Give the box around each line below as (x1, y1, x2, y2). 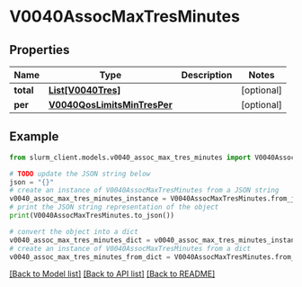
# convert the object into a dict (9, 227, 139, 236)
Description (181, 69, 233, 81)
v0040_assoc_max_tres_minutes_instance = (9, 194, 167, 203)
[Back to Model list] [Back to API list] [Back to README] (9, 268, 216, 280)
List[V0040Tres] (48, 84, 121, 96)
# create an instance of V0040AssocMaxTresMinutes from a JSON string (9, 186, 280, 195)
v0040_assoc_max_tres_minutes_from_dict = (9, 252, 171, 262)
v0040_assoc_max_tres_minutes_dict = (9, 236, 151, 245)
